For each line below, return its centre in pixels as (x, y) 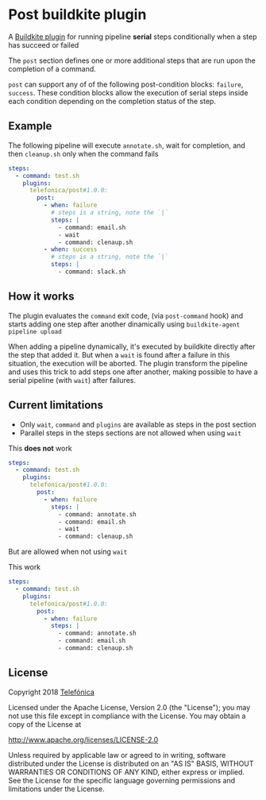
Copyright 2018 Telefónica (52, 692)
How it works (41, 297)
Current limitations (56, 406)
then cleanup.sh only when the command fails (83, 153)
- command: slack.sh (92, 272)
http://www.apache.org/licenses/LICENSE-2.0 (83, 740)
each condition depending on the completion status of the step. (112, 101)
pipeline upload (35, 331)
